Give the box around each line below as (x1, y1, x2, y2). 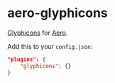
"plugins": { (7, 55, 46, 63)
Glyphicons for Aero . (7, 28, 68, 37)
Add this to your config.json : (7, 42, 93, 50)
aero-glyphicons (7, 5, 108, 21)
